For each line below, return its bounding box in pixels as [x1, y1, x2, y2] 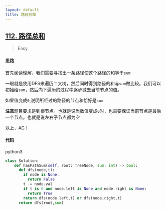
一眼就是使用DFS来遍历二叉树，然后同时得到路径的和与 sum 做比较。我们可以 [5, 80, 161, 86]
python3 [5, 148, 23, 154]
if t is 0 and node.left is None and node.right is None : [23, 186, 147, 191]
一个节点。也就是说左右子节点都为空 [5, 114, 80, 120]
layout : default [5, 7, 39, 13]
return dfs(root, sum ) [18, 200, 64, 205]
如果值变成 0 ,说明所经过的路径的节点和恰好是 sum [5, 97, 104, 103]
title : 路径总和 [5, 12, 36, 17]
